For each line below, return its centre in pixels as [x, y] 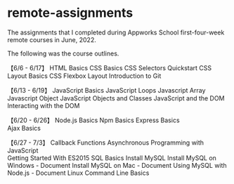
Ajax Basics [24, 128]
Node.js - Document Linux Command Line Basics [78, 173]
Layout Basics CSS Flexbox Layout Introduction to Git [84, 76]
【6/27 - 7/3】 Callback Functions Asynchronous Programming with [106, 143]
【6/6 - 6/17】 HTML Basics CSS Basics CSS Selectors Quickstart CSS [110, 67]
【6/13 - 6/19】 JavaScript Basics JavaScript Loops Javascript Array [106, 90]
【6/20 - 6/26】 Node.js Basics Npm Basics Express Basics [94, 120]
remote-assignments [70, 13]
